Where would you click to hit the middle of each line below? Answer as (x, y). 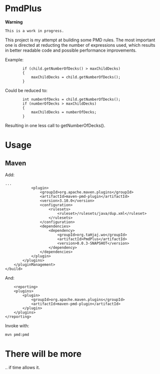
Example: (14, 59)
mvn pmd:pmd (17, 335)
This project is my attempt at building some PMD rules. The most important (80, 40)
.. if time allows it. (23, 367)
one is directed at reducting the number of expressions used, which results (80, 45)
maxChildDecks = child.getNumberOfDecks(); (76, 77)
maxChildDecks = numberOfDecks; (64, 112)
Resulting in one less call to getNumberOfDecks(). (55, 125)
